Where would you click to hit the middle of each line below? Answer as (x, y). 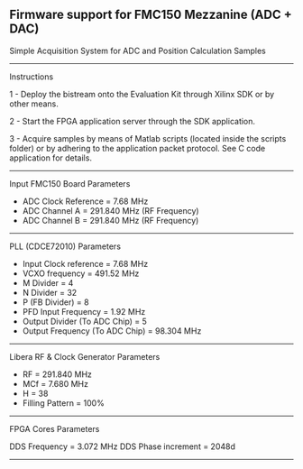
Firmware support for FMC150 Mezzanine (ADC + (151, 15)
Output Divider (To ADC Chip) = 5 (84, 321)
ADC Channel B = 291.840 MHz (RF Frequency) (110, 220)
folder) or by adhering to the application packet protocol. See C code (138, 148)
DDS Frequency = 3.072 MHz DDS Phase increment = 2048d (123, 446)
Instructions (32, 77)
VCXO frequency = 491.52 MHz (81, 273)
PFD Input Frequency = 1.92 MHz (84, 311)
